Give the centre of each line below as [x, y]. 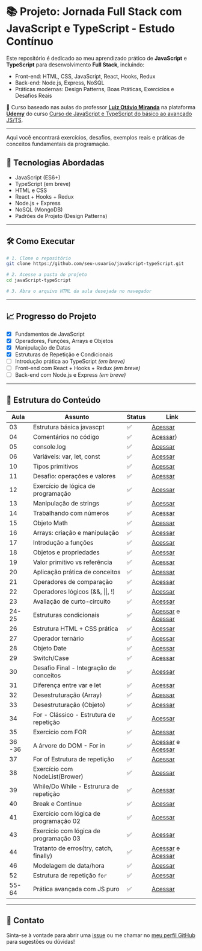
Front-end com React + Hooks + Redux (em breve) [78, 368]
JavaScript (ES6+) [38, 177]
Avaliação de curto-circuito [72, 601]
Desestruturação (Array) [67, 695]
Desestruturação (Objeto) [69, 705]
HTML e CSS [31, 190]
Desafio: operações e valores [74, 476]
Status [136, 417]
